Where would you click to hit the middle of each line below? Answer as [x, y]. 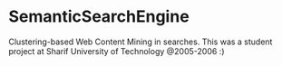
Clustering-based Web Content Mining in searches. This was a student [141, 42]
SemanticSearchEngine [99, 17]
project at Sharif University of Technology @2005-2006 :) [117, 51]
